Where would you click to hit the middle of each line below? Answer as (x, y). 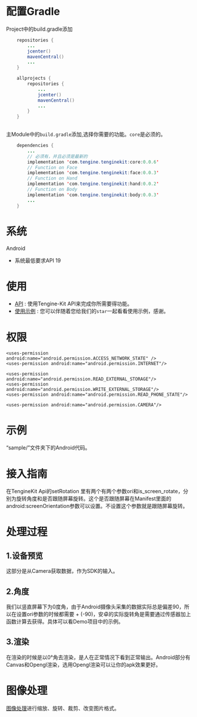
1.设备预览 (25, 555)
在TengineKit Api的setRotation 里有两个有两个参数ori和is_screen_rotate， (95, 491)
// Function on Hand (52, 178)
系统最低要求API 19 (38, 260)
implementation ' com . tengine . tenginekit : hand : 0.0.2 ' (93, 184)
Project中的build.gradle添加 (39, 29)
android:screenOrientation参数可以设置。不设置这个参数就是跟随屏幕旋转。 (97, 506)
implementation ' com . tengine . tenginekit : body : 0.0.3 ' (93, 195)
